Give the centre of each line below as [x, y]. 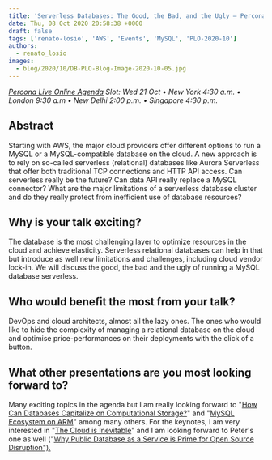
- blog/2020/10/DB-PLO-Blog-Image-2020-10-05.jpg [101, 69]
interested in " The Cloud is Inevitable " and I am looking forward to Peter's [131, 430]
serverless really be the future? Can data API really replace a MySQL [123, 180]
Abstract [31, 126]
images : [21, 62]
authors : [23, 46]
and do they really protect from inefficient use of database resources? [125, 197]
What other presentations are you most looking [130, 372]
